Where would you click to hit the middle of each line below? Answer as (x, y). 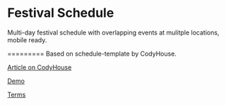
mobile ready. (27, 39)
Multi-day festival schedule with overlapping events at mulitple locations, (113, 32)
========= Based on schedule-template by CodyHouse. (92, 54)
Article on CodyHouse (40, 67)
